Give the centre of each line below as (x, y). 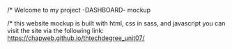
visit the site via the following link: (56, 31)
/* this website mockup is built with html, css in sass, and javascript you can (116, 23)
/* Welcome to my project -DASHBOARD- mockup (79, 10)
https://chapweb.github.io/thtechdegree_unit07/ (76, 38)
